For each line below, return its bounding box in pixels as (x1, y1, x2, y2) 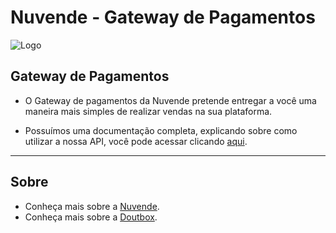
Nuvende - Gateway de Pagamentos (10, 6, 316, 29)
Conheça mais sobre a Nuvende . (24, 200, 160, 212)
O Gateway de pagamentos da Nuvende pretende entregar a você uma (24, 94, 317, 106)
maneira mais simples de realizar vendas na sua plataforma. (24, 105, 273, 117)
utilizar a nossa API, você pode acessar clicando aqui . (24, 135, 248, 147)
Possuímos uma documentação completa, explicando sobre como (24, 124, 298, 136)
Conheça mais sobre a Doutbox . (24, 211, 158, 223)
